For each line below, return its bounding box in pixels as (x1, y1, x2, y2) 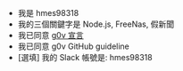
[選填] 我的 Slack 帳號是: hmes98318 (17, 52, 154, 62)
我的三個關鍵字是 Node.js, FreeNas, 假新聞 (17, 19, 175, 29)
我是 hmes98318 (17, 8, 79, 18)
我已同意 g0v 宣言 (17, 30, 84, 40)
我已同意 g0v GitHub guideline (17, 41, 129, 51)
